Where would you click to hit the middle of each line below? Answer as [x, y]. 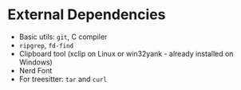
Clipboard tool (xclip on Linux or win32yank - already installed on [126, 53]
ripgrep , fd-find [46, 45]
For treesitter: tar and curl [63, 79]
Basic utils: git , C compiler [63, 37]
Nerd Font [36, 70]
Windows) [36, 62]
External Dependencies [87, 15]
